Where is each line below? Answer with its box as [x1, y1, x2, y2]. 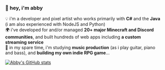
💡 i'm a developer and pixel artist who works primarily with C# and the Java [5, 16, 161, 22]
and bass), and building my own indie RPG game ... [5, 50, 110, 56]
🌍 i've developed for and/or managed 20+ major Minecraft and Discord [5, 27, 154, 33]
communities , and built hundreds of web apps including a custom [5, 34, 141, 40]
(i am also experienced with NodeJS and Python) [5, 21, 106, 27]
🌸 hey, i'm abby [5, 4, 43, 11]
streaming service [5, 39, 44, 45]
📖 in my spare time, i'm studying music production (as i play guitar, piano [5, 45, 156, 51]
